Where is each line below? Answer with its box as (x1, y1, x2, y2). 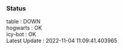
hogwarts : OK (6, 24, 42, 31)
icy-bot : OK (6, 31, 36, 38)
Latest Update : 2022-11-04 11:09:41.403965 (6, 37, 118, 45)
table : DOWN (6, 18, 41, 25)
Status (6, 4, 26, 13)
